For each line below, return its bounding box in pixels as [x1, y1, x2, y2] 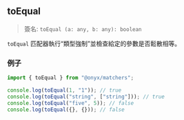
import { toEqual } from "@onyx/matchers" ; [7, 74, 134, 81]
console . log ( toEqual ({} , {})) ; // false [7, 106, 125, 113]
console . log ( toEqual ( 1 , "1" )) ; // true [7, 86, 122, 94]
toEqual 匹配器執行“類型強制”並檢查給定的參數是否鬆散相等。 [7, 39, 181, 48]
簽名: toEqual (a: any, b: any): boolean [23, 24, 143, 33]
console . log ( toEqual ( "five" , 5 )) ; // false [7, 99, 134, 106]
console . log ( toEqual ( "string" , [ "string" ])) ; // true [7, 93, 165, 100]
